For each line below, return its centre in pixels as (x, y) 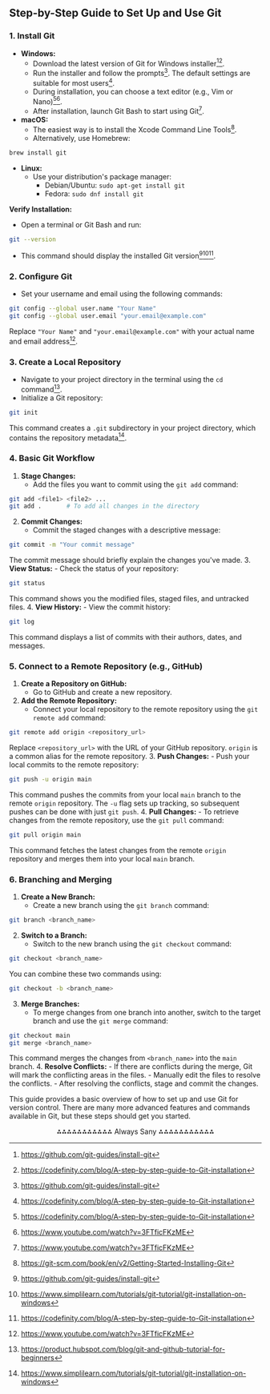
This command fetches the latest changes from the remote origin (118, 850)
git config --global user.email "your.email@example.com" (108, 316)
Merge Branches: (50, 1003)
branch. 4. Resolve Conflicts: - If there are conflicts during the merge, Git (131, 1067)
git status (27, 584)
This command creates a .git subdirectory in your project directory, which (132, 428)
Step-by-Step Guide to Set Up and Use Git (115, 13)
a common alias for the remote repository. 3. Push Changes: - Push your (129, 757)
